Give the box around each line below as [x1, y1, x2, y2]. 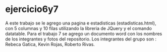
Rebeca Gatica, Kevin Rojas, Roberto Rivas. [5, 41, 95, 47]
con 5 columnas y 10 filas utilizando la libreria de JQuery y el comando [5, 25, 152, 31]
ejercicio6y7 [5, 3, 59, 15]
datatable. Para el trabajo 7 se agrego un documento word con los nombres [5, 30, 162, 36]
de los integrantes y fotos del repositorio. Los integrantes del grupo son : [5, 36, 157, 42]
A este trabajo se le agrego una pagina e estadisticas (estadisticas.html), [5, 20, 156, 26]
